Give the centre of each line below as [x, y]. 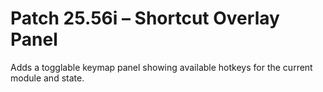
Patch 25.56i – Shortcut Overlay [145, 18]
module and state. [47, 78]
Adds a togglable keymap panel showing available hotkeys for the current [161, 67]
